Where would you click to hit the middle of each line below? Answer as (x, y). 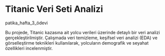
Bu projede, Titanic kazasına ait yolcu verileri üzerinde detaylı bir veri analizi (82, 32)
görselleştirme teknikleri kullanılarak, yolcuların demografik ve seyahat (77, 43)
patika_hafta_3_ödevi (27, 23)
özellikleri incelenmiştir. (29, 48)
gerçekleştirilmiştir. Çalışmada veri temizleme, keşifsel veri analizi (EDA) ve (81, 38)
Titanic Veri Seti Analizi (54, 9)
